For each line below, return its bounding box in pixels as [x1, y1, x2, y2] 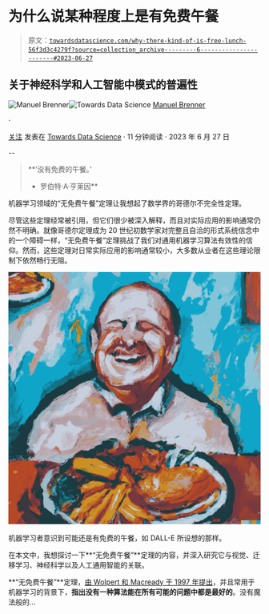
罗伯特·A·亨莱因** [39, 181, 98, 191]
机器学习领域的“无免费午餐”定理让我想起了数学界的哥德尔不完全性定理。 [8, 198, 247, 208]
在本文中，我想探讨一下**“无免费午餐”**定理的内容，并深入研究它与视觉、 [8, 550, 254, 560]
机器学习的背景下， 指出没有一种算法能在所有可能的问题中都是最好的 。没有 [8, 587, 254, 596]
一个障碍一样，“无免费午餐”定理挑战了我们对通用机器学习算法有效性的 [14, 235, 247, 245]
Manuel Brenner [152, 99, 206, 109]
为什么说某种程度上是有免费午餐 [8, 7, 219, 26]
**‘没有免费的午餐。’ [27, 164, 92, 174]
